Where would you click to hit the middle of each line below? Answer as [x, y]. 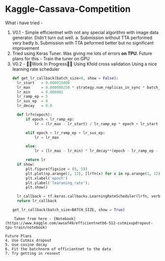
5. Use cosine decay [26, 245]
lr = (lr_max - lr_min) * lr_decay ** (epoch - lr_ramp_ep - [96, 151]
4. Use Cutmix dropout [28, 240]
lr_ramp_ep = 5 [33, 97]
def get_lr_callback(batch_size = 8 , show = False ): [65, 78]
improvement [26, 48]
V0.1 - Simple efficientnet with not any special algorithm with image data [85, 32]
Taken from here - [33, 218]
